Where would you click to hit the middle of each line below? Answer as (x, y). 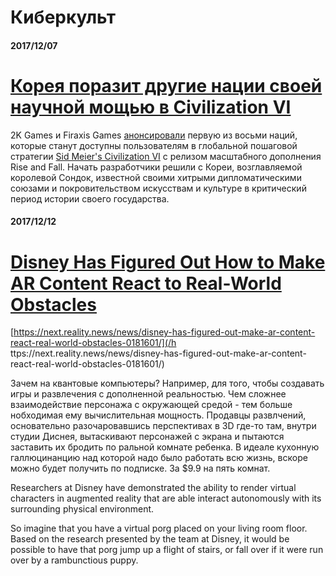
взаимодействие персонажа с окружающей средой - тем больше (151, 405)
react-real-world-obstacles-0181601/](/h (93, 343)
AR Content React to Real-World (146, 283)
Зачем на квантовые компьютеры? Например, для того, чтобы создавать (167, 383)
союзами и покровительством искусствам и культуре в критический (158, 188)
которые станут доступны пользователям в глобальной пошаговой (154, 145)
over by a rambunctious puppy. (74, 560)
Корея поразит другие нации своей (166, 85)
